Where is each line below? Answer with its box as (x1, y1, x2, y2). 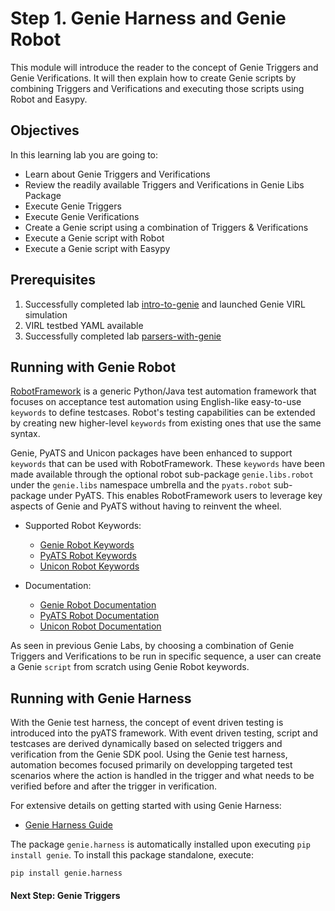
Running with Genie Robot (10, 358, 177, 376)
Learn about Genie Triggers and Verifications (24, 168, 211, 180)
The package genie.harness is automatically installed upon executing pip (10, 838, 312, 851)
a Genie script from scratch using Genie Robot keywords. (10, 661, 250, 673)
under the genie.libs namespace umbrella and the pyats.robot (10, 479, 272, 491)
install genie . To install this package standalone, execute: (10, 849, 255, 861)
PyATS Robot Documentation (39, 610, 160, 622)
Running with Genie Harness (10, 690, 192, 707)
